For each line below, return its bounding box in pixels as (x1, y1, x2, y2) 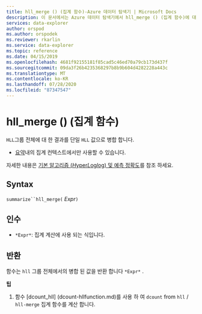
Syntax (6, 179, 34, 189)
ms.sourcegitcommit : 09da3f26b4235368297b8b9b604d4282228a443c (6, 64, 168, 71)
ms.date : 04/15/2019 (6, 54, 58, 60)
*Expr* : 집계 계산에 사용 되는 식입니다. (14, 231, 105, 238)
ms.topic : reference (6, 48, 58, 54)
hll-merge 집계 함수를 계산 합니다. (14, 301, 96, 308)
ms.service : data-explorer (6, 43, 74, 49)
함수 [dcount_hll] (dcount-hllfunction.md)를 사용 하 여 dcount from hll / (14, 293, 189, 301)
